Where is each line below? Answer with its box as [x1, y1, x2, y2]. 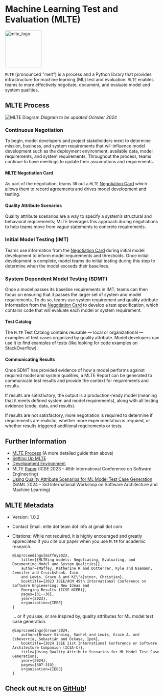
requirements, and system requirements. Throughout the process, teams [5, 153, 152, 159]
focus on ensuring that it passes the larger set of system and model [5, 291, 141, 298]
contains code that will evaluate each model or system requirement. [5, 307, 142, 313]
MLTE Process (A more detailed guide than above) [12, 450, 114, 456]
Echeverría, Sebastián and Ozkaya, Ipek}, [12, 637, 100, 642]
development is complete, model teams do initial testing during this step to [5, 258, 156, 263]
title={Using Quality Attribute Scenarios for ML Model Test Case [21, 650, 160, 655]
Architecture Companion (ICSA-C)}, [12, 645, 85, 650]
